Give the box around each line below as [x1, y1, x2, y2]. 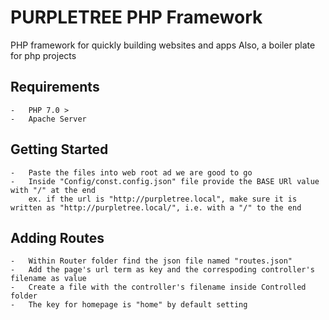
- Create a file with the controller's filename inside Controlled [10, 282, 307, 293]
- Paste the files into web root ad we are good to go [10, 167, 253, 178]
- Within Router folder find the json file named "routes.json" [10, 256, 293, 266]
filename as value [10, 274, 87, 284]
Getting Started [10, 141, 109, 158]
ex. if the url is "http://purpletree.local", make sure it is [28, 194, 298, 204]
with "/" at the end [10, 185, 97, 195]
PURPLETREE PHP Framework [10, 6, 263, 29]
